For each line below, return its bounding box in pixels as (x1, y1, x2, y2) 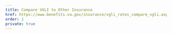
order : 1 (5, 16, 24, 21)
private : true (5, 21, 36, 26)
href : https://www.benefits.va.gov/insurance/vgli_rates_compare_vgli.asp (5, 12, 168, 17)
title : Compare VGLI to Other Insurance (5, 7, 93, 12)
